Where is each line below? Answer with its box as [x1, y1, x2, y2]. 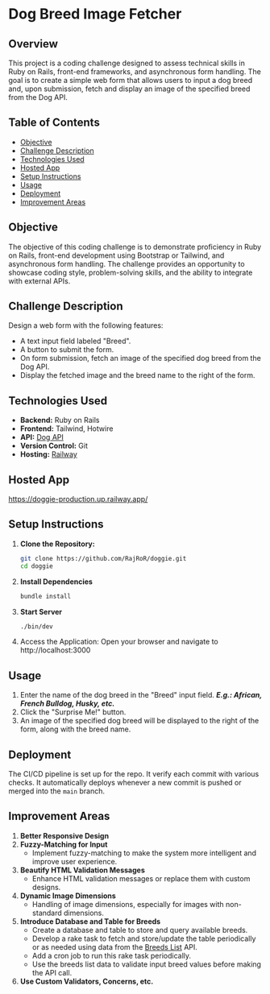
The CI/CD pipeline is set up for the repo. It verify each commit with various [8, 769, 260, 778]
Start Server [19, 607, 63, 616]
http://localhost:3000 [19, 645, 91, 655]
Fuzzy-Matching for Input [19, 839, 108, 849]
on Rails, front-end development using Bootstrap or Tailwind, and [8, 251, 225, 260]
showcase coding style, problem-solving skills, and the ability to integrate [8, 267, 253, 277]
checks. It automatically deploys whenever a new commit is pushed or [8, 778, 242, 787]
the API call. [31, 967, 73, 977]
